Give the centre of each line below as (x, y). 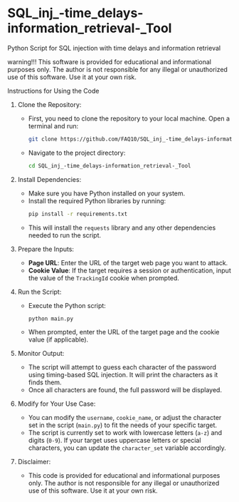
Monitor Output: (41, 354)
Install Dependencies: (49, 179)
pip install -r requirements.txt (78, 214)
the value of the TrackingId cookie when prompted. (104, 278)
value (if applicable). (58, 339)
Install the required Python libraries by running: (97, 200)
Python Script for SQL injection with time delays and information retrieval (114, 48)
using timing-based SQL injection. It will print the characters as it (123, 375)
